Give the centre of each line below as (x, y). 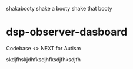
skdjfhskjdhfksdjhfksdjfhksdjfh (44, 59)
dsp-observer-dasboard (67, 32)
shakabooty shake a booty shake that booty (59, 8)
